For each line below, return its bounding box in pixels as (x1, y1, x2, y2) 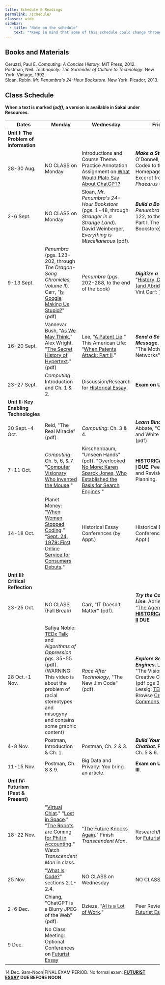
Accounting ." (45, 841, 75, 847)
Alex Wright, (45, 339, 73, 346)
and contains (45, 716, 75, 723)
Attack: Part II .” (82, 352, 116, 359)
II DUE (135, 616, 150, 623)
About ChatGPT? (82, 180, 121, 187)
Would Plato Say (82, 174, 119, 181)
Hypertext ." (45, 358, 72, 365)
